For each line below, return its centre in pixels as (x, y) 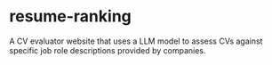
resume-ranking (70, 16)
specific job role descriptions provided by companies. (108, 50)
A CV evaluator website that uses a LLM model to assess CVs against (136, 41)
